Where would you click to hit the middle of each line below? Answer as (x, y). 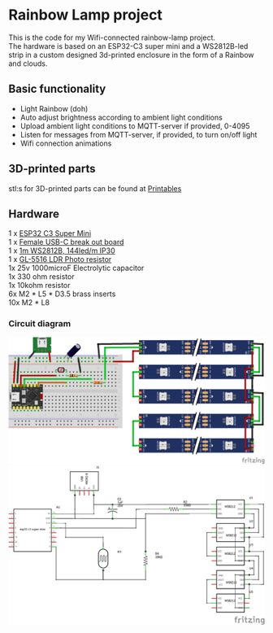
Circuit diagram (40, 324)
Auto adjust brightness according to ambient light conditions (121, 117)
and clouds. (28, 63)
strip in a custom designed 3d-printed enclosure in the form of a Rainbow (131, 55)
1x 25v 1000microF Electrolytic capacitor (76, 268)
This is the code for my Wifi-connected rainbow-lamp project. (112, 37)
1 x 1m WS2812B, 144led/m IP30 (62, 251)
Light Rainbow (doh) (54, 108)
